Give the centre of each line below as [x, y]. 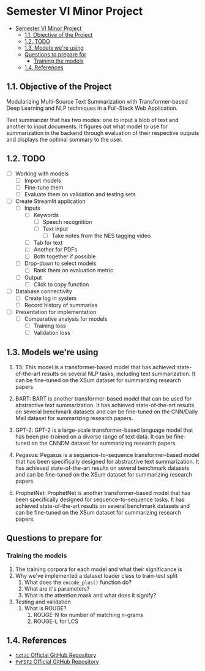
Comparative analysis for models [66, 319]
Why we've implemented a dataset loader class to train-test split [96, 575]
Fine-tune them [44, 187]
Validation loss [52, 333]
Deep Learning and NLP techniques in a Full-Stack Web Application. [92, 108]
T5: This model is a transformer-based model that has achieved [95, 367]
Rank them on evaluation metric [73, 270]
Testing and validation [43, 602]
